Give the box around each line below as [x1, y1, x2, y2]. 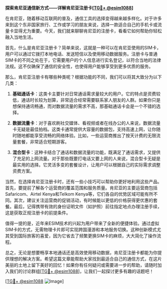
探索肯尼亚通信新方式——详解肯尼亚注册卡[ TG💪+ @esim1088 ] [5, 5, 134, 10]
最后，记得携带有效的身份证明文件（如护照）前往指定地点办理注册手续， [13, 204, 162, 209]
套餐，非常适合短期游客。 [16, 139, 70, 144]
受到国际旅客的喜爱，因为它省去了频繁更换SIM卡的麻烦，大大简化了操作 [9, 233, 157, 239]
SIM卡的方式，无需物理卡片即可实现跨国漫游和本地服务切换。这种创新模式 [5, 227, 157, 232]
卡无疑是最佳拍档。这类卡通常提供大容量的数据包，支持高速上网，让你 [12, 127, 157, 132]
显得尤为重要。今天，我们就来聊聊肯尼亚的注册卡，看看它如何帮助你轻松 [13, 28, 162, 34]
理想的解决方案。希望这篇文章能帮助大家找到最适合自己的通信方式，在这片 [9, 256, 162, 262]
